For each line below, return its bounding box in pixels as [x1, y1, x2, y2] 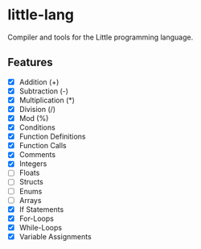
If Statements [18, 204, 64, 214]
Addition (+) [18, 77, 59, 86]
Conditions [18, 122, 55, 132]
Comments [18, 150, 56, 160]
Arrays [18, 195, 42, 205]
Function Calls [18, 141, 67, 151]
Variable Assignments [18, 231, 92, 241]
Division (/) [18, 104, 56, 114]
